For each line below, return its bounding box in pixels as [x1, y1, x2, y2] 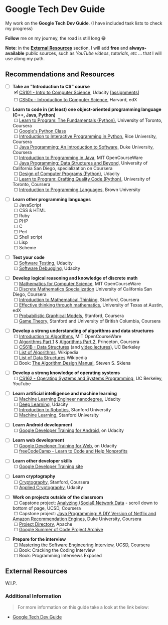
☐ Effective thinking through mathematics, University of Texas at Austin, [14, 302, 163, 308]
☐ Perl [14, 228, 28, 234]
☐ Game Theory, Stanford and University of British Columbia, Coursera [14, 318, 161, 324]
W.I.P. [5, 580, 17, 586]
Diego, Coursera [12, 291, 47, 297]
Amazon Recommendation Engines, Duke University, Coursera [12, 516, 142, 522]
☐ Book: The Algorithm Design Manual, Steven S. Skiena [14, 360, 131, 366]
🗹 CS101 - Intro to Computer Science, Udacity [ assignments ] [14, 89, 139, 95]
